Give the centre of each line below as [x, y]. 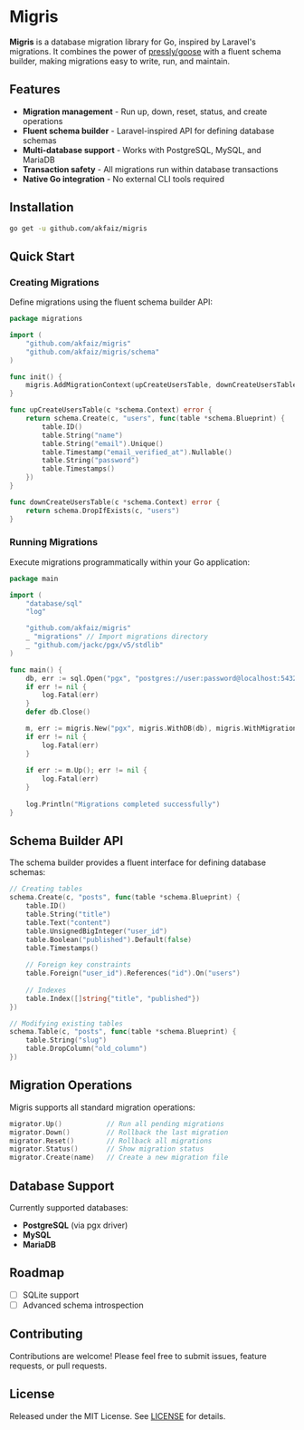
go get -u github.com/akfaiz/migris [78, 229]
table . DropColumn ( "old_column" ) [86, 1049]
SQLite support [51, 1295]
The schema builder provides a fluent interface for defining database [138, 862]
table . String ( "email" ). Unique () [103, 443]
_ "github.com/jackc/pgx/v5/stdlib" [95, 646]
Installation [42, 207]
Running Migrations [53, 542]
